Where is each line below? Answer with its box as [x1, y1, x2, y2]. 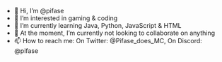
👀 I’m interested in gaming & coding [13, 14, 118, 22]
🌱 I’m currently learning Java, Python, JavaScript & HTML [13, 22, 182, 29]
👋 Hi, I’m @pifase [13, 7, 64, 15]
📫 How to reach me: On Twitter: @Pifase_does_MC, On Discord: [13, 37, 203, 45]
